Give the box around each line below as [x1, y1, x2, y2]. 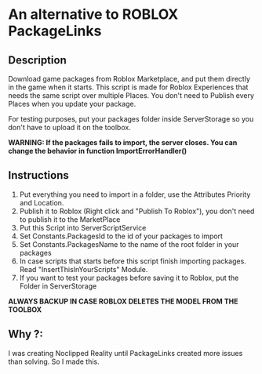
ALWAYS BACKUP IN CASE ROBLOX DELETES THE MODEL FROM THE [8, 296, 238, 306]
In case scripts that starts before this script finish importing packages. [19, 256, 247, 266]
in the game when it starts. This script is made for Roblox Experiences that [8, 82, 249, 92]
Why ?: [8, 328, 43, 341]
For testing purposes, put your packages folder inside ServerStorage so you [8, 114, 254, 123]
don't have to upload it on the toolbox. [8, 123, 131, 132]
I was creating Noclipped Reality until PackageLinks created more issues [8, 348, 243, 358]
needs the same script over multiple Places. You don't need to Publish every [8, 91, 255, 100]
